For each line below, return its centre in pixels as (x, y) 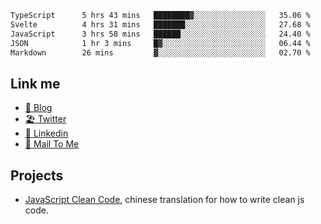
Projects (37, 175)
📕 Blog (38, 108)
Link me (35, 83)
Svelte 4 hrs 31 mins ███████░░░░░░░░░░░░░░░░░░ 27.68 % (160, 24)
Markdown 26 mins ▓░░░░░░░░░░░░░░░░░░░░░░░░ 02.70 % (160, 52)
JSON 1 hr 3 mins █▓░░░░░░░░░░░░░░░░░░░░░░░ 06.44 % (160, 43)
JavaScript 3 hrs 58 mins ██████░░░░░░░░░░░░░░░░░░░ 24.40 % (160, 34)
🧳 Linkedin (46, 133)
